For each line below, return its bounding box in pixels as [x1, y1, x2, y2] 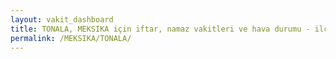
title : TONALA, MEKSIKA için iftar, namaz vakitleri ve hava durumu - [10, 24, 311, 34]
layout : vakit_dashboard [10, 14, 114, 25]
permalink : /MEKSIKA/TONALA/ [10, 33, 132, 43]
